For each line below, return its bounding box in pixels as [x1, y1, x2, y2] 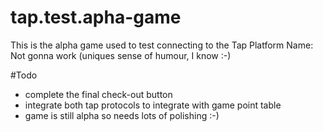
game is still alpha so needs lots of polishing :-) [24, 109, 220, 121]
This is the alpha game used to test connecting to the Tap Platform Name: [10, 39, 314, 51]
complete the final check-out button [24, 88, 173, 100]
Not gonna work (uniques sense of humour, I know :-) [10, 49, 232, 61]
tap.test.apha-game [10, 6, 182, 29]
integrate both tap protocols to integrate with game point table [24, 99, 282, 111]
